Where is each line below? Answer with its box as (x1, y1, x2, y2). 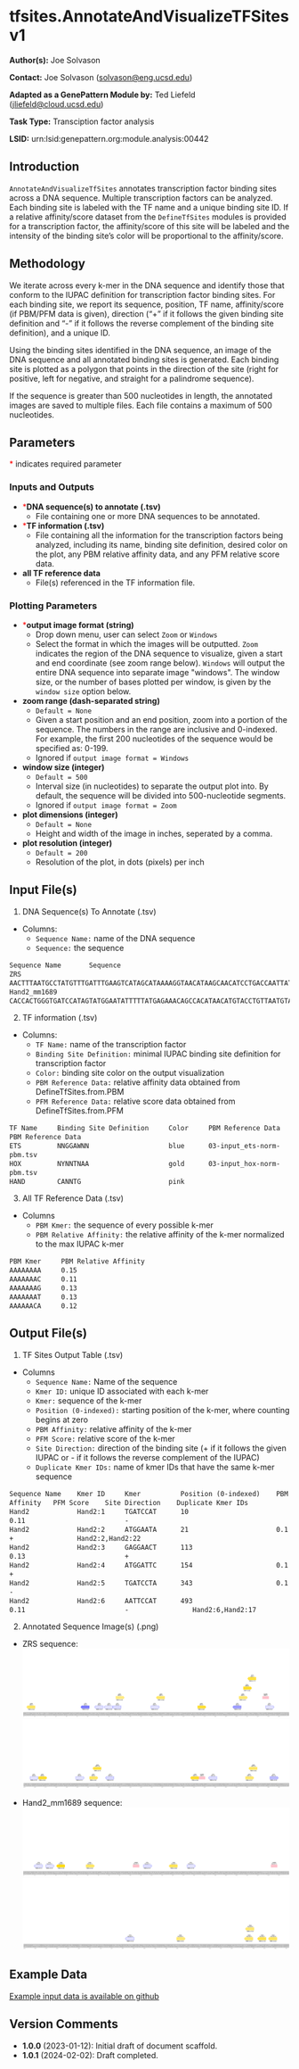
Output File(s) (9, 1326, 87, 1341)
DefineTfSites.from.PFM (35, 1105, 125, 1116)
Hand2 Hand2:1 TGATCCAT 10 (9, 1507, 190, 1516)
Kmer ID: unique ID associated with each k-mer (35, 1386, 209, 1396)
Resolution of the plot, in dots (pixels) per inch (35, 857, 205, 867)
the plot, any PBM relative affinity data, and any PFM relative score (35, 549, 280, 559)
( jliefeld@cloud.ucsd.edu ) (9, 98, 104, 109)
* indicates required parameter (9, 459, 122, 469)
